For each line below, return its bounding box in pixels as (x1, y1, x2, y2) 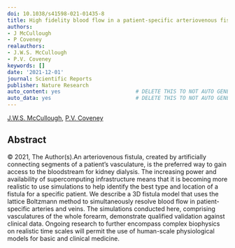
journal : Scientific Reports (7, 75, 92, 82)
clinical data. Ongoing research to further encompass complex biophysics (7, 219, 220, 228)
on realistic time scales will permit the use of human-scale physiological (7, 226, 215, 235)
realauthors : (7, 43, 45, 50)
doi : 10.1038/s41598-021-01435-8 (7, 10, 105, 17)
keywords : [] (7, 62, 45, 69)
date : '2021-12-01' (7, 68, 64, 75)
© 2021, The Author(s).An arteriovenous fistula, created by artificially (7, 152, 206, 161)
